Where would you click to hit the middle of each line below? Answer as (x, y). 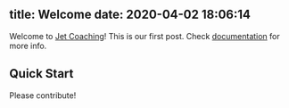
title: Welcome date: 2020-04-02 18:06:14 (130, 15)
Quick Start (41, 74)
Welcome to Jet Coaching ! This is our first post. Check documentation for (145, 36)
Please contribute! (43, 95)
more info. (28, 46)
